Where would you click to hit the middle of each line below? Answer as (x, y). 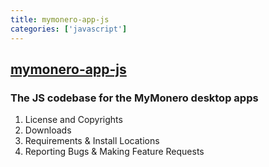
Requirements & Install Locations (92, 141)
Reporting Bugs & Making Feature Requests (114, 152)
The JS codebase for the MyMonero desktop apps (134, 98)
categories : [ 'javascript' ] (69, 29)
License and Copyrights (73, 120)
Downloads (48, 130)
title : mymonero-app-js (60, 19)
